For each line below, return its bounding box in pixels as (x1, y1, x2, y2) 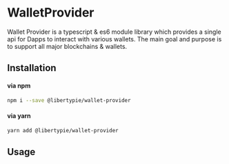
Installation (7, 62, 57, 74)
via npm (7, 81, 31, 90)
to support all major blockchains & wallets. (7, 42, 128, 50)
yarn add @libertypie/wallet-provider (7, 127, 119, 134)
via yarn (7, 112, 31, 120)
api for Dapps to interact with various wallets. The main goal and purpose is (7, 34, 222, 43)
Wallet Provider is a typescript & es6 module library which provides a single (7, 28, 222, 36)
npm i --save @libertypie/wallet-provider (7, 96, 131, 104)
